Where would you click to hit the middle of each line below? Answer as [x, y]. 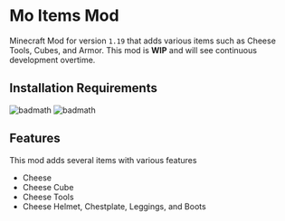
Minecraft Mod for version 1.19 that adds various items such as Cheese [142, 41]
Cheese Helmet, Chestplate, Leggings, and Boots [114, 206]
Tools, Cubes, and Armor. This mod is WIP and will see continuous [133, 50]
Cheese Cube [48, 187]
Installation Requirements [84, 88]
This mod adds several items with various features [103, 160]
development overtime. [52, 60]
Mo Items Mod [64, 16]
